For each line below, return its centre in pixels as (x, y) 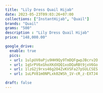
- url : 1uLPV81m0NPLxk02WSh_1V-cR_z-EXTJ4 (54, 74)
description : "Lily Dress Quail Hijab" (47, 33)
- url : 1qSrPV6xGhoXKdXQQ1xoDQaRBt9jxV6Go (54, 65)
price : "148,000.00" (26, 38)
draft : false (18, 83)
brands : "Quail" (22, 23)
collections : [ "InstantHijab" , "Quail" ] (47, 19)
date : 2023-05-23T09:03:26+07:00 (39, 14)
